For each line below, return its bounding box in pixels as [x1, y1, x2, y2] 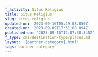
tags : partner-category [5, 44, 55, 49]
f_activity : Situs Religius [5, 7, 64, 12]
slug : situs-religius [5, 16, 50, 21]
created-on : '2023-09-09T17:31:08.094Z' [5, 26, 91, 31]
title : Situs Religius [5, 12, 52, 17]
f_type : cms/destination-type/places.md [5, 35, 91, 40]
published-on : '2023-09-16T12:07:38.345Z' [5, 30, 95, 35]
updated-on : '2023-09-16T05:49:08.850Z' [5, 21, 91, 26]
